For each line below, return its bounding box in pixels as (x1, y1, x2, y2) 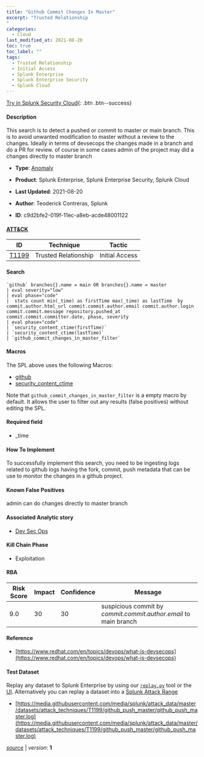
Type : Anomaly (15, 164, 53, 172)
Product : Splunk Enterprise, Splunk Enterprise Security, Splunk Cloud (15, 176, 189, 183)
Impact (34, 588, 55, 597)
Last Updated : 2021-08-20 (15, 188, 83, 195)
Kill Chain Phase (6, 541, 49, 549)
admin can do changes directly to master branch (6, 500, 128, 507)
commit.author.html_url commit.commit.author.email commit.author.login (6, 303, 194, 309)
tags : (6, 54, 20, 60)
